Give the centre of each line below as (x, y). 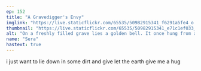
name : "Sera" (22, 39)
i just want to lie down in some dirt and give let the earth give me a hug (93, 61)
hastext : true (24, 45)
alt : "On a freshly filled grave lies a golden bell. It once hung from (99, 34)
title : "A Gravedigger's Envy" (45, 17)
